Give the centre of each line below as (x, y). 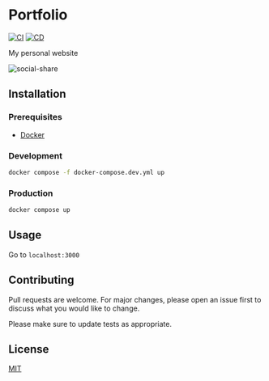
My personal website (43, 53)
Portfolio (38, 15)
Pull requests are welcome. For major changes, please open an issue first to (135, 299)
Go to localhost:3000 (44, 254)
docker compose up (39, 210)
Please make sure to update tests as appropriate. (90, 324)
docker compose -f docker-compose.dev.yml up (86, 172)
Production (31, 193)
